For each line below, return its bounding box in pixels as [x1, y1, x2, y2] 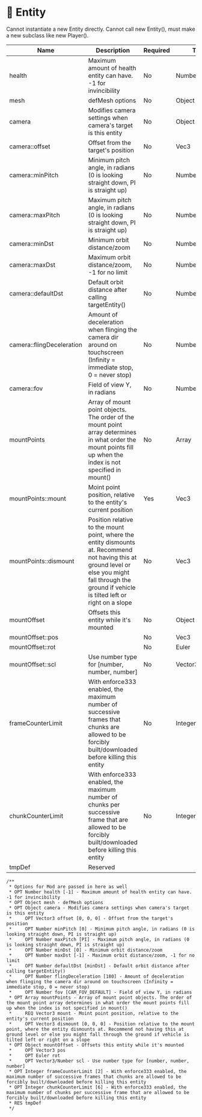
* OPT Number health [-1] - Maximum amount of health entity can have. [8, 889, 192, 895]
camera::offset [9, 142, 50, 150]
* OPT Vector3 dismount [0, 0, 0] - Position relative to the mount [8, 1020, 195, 1027]
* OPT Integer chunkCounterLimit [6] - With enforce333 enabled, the [8, 1084, 187, 1090]
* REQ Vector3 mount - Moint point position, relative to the [8, 1010, 179, 1016]
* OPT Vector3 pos [8, 1047, 66, 1053]
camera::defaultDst [9, 289, 64, 297]
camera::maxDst [9, 261, 56, 269]
